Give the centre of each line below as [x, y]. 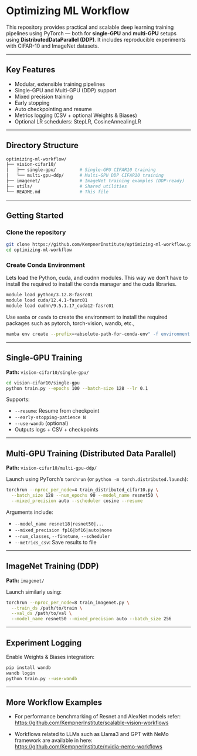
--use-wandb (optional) [41, 423]
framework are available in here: [53, 740]
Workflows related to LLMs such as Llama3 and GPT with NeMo [91, 734]
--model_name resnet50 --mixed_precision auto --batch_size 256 [91, 619]
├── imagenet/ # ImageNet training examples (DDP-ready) [95, 181]
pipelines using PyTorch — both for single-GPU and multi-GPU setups [91, 33]
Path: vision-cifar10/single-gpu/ [47, 372]
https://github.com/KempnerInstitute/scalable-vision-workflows [91, 723]
